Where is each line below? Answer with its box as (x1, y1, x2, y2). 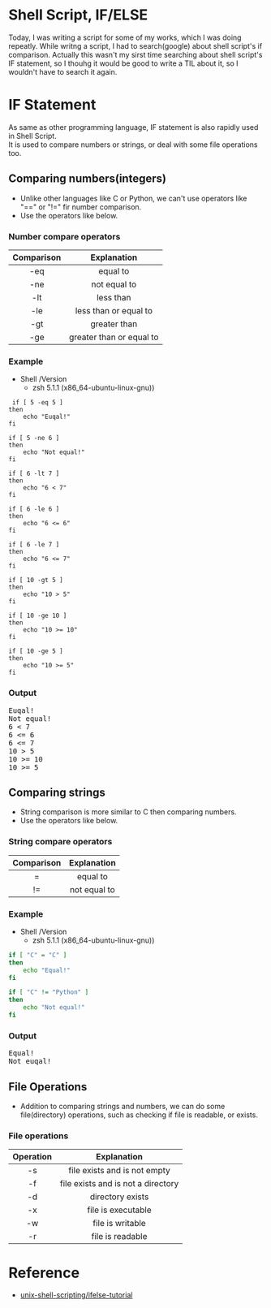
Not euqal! (8, 1057, 52, 1066)
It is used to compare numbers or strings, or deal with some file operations (8, 140, 258, 149)
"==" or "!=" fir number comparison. (19, 201, 142, 212)
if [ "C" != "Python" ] (8, 988, 89, 996)
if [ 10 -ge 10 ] (8, 611, 67, 620)
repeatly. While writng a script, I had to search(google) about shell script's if (8, 41, 262, 50)
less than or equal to (75, 304, 153, 316)
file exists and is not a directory (59, 1178, 179, 1189)
